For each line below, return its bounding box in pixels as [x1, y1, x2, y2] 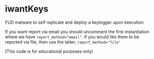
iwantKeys [5, 3, 49, 15]
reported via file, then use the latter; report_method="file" [5, 39, 121, 44]
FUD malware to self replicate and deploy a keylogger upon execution [5, 19, 144, 25]
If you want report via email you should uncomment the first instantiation [5, 29, 150, 34]
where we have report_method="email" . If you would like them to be [5, 34, 140, 40]
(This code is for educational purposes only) [5, 48, 93, 54]
